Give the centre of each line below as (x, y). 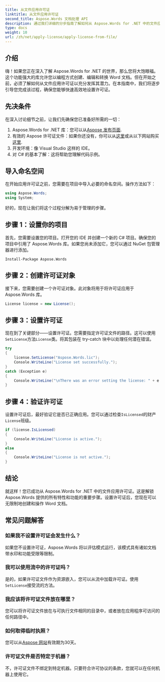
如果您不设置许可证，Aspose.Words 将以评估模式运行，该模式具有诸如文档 (81, 547)
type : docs (16, 28)
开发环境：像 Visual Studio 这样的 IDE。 (52, 148)
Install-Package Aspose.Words (36, 259)
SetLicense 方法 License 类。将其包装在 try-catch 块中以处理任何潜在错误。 (80, 339)
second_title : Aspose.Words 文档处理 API (47, 19)
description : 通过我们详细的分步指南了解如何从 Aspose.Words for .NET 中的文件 (81, 23)
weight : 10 (16, 32)
